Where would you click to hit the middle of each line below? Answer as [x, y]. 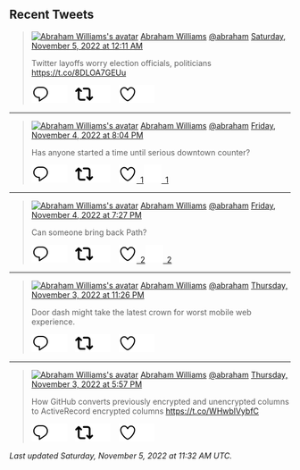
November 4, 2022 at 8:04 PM [87, 135]
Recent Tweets [52, 15]
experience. [53, 322]
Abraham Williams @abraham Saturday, [213, 36]
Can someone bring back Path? [89, 232]
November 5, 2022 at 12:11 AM [87, 46]
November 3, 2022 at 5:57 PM [87, 384]
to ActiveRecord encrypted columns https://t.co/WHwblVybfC [145, 411]
